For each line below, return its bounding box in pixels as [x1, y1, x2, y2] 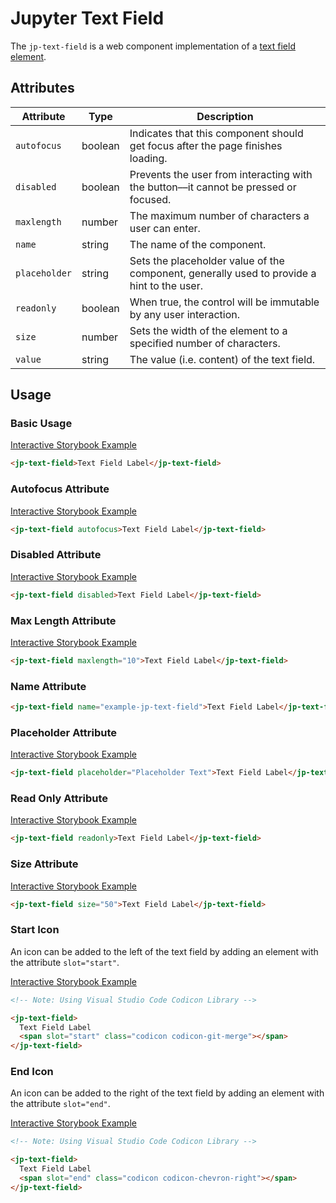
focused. [129, 192, 172, 206]
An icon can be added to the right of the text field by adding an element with [10, 1087, 325, 1099]
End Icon [10, 1065, 54, 1079]
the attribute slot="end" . [10, 1098, 111, 1110]
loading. [129, 151, 168, 165]
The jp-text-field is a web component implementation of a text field [10, 40, 296, 52]
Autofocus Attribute [10, 482, 110, 496]
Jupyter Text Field [10, 7, 165, 30]
